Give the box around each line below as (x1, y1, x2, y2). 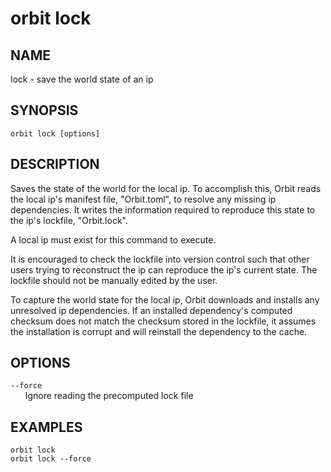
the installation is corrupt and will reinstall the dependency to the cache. (10, 325, 308, 337)
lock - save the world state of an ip (10, 73, 154, 85)
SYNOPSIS (10, 102, 79, 119)
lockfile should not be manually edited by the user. (10, 274, 218, 286)
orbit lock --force (10, 454, 92, 464)
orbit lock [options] (10, 128, 101, 139)
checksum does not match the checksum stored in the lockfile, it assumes (10, 315, 317, 327)
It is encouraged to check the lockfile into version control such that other (10, 253, 310, 265)
